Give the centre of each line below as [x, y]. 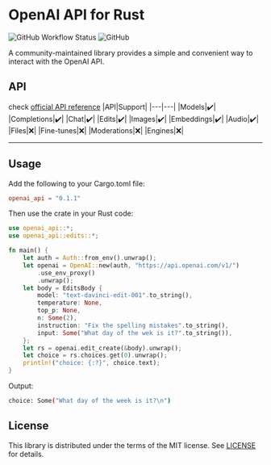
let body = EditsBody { [63, 288]
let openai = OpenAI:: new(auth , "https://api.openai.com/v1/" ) [131, 265]
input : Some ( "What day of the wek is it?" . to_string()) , [135, 333]
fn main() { [28, 251]
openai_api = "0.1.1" [45, 198]
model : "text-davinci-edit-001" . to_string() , [115, 295]
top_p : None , [59, 311]
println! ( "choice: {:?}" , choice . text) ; [92, 363]
